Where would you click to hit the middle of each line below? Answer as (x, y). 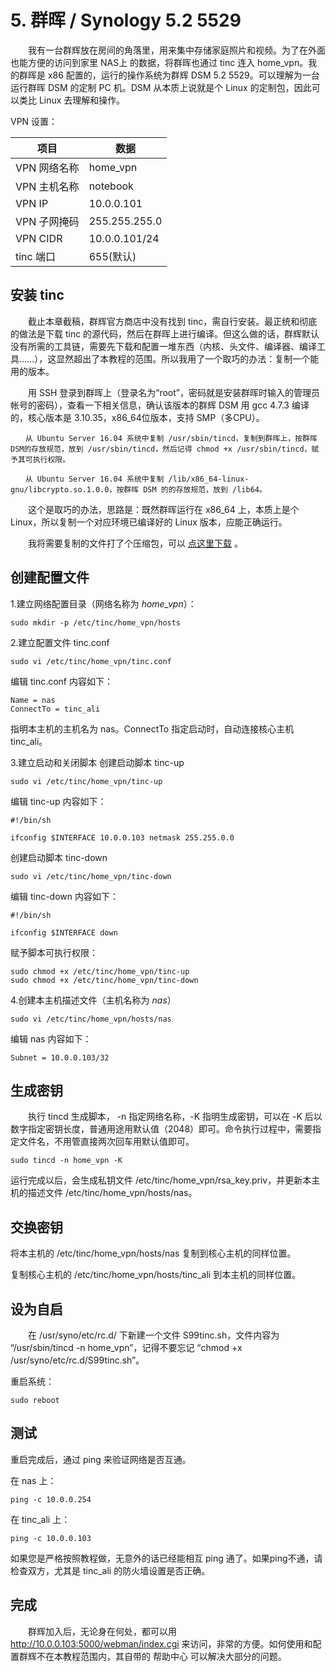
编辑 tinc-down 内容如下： (64, 896)
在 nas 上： (33, 1480)
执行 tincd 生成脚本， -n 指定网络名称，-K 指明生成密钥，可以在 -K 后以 (175, 1117)
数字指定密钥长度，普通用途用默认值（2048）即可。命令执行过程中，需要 (161, 1129)
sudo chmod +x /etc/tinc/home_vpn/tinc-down (104, 980)
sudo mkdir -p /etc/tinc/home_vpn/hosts (96, 622)
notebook (111, 186)
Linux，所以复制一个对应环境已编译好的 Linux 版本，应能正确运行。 (149, 522)
